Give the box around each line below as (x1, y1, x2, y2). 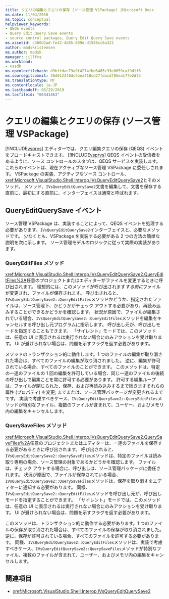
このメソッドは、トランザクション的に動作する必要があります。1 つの (5, 520, 150, 526)
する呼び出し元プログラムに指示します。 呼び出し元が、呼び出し (22, 321, 156, 328)
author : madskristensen (5, 45, 55, 50)
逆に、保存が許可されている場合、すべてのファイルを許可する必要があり (5, 533, 155, 539)
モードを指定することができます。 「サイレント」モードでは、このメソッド (5, 496, 161, 503)
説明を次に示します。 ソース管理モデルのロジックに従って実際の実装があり (5, 240, 160, 246)
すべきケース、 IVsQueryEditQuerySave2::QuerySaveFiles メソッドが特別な (5, 545, 157, 551)
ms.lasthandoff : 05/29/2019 (5, 87, 65, 93)
